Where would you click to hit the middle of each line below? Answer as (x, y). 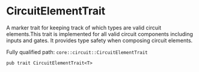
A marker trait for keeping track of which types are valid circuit (84, 28)
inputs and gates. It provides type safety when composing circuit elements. (99, 40)
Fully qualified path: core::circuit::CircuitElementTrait (77, 52)
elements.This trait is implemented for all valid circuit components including (100, 34)
